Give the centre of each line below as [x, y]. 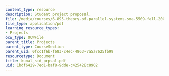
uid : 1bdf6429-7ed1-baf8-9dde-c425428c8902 [52, 65]
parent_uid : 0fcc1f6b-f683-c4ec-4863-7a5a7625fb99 [59, 51]
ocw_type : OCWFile [24, 38]
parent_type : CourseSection [35, 47]
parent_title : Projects [30, 42]
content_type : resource [30, 10]
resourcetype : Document [30, 56]
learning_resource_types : [32, 28]
